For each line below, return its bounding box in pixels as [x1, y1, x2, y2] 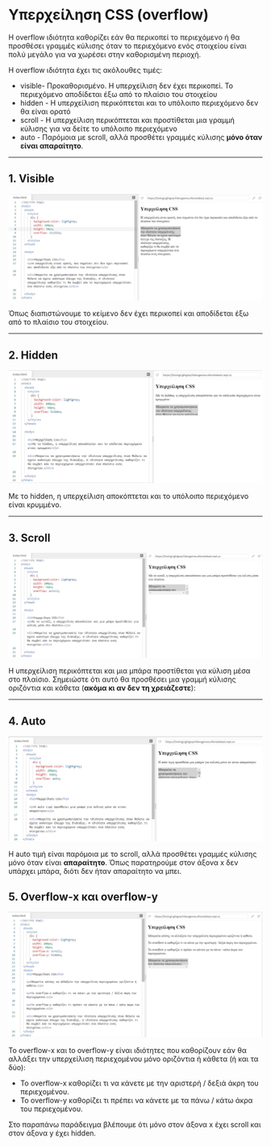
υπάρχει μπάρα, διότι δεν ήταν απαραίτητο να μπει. [8, 867, 182, 876]
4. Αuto [8, 714, 46, 728]
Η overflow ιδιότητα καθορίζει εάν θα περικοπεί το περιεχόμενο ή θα [8, 32, 240, 42]
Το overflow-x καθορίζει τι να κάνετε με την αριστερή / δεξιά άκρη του [19, 1078, 260, 1088]
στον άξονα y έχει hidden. [8, 1128, 97, 1138]
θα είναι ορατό [19, 107, 71, 116]
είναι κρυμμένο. [8, 500, 62, 510]
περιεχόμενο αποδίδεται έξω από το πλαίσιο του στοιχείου [19, 89, 218, 99]
